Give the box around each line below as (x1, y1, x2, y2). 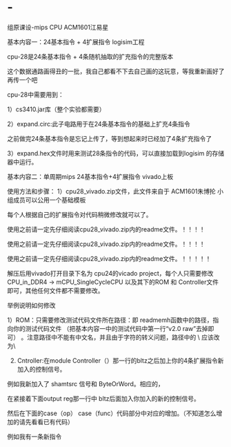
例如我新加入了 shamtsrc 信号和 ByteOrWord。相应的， (7, 379, 164, 388)
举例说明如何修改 (7, 301, 56, 310)
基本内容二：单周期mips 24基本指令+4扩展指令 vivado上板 (7, 172, 174, 180)
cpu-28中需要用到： (7, 90, 64, 99)
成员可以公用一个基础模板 (12, 196, 86, 204)
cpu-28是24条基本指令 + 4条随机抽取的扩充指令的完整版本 (7, 52, 174, 61)
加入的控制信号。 (17, 365, 66, 373)
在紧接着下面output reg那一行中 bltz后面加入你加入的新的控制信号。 (7, 394, 200, 403)
